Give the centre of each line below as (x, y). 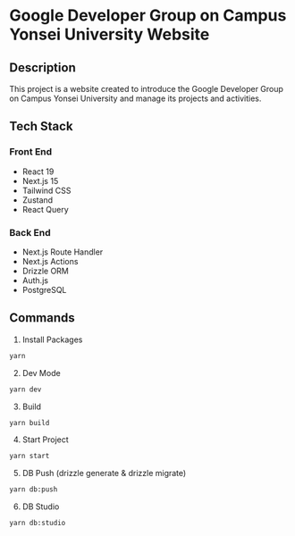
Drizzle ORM (46, 271)
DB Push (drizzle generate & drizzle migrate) (104, 473)
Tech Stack (41, 126)
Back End (30, 232)
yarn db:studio (38, 523)
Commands (42, 318)
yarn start (29, 456)
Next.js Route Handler (63, 252)
